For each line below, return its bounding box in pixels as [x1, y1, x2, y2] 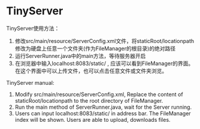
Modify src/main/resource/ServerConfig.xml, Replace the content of [14, 91, 184, 98]
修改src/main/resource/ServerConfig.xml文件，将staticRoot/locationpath [14, 37, 195, 44]
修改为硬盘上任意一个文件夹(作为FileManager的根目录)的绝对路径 [14, 45, 175, 52]
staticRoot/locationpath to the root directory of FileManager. [14, 97, 163, 104]
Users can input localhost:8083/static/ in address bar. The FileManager [14, 109, 191, 117]
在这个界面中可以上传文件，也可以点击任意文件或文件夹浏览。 [14, 67, 168, 74]
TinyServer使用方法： [6, 24, 60, 32]
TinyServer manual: [6, 79, 54, 86]
